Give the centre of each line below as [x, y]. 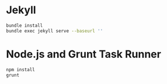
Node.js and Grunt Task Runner [84, 54]
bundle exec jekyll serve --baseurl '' [55, 31]
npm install [20, 70]
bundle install [25, 25]
